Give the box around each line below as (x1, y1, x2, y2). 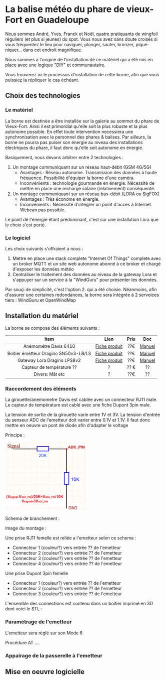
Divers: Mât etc (33, 371, 65, 377)
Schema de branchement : (5, 515, 60, 521)
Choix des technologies (5, 91, 80, 100)
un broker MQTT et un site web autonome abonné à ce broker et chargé (12, 260, 161, 266)
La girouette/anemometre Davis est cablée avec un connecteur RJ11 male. (5, 396, 157, 402)
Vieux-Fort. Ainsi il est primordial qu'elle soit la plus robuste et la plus (5, 123, 147, 129)
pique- (135, 41, 150, 47)
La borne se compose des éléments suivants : (5, 325, 100, 331)
